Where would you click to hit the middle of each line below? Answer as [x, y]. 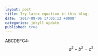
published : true [21, 27]
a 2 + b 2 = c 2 [81, 49]
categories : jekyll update [32, 23]
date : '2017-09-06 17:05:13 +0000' [41, 18]
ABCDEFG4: [17, 41]
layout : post [18, 9]
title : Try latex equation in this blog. [47, 14]
